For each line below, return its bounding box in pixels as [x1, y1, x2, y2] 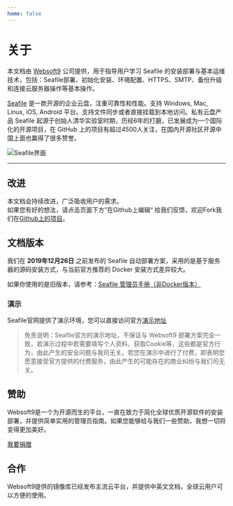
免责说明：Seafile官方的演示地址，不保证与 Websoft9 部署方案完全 [24, 331, 215, 340]
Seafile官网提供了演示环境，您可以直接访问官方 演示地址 [7, 316, 167, 324]
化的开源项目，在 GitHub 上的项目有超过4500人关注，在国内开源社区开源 [7, 125, 216, 133]
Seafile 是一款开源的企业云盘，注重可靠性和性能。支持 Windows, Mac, [7, 99, 208, 107]
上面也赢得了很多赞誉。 [12, 134, 80, 142]
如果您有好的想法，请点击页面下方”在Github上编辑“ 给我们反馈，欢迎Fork [7, 206, 216, 214]
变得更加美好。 [7, 425, 50, 434]
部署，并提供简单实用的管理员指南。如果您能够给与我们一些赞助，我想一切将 [7, 417, 226, 425]
